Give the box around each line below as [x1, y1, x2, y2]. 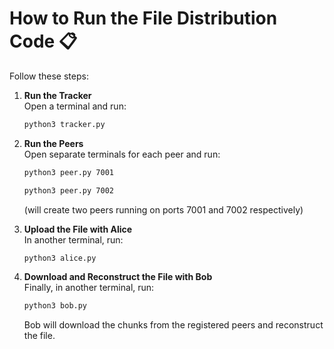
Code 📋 [9, 30, 78, 53]
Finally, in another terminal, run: [23, 282, 155, 294]
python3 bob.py [23, 301, 88, 311]
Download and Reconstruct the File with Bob [23, 271, 213, 283]
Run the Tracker [23, 89, 92, 101]
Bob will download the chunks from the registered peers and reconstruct [23, 319, 324, 331]
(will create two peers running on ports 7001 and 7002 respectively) [23, 203, 304, 216]
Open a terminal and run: [23, 100, 127, 112]
